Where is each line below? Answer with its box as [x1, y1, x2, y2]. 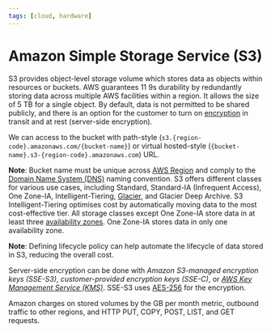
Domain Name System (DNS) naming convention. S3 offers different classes [8, 173, 262, 183]
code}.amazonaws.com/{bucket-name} [8, 143, 129, 151]
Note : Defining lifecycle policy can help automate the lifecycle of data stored [8, 240, 264, 251]
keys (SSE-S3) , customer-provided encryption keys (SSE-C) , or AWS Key [8, 274, 252, 283]
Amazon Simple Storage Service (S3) [8, 46, 263, 65]
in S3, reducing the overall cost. [8, 249, 115, 259]
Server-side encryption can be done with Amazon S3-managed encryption [8, 265, 259, 275]
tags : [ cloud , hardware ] [8, 11, 92, 20]
